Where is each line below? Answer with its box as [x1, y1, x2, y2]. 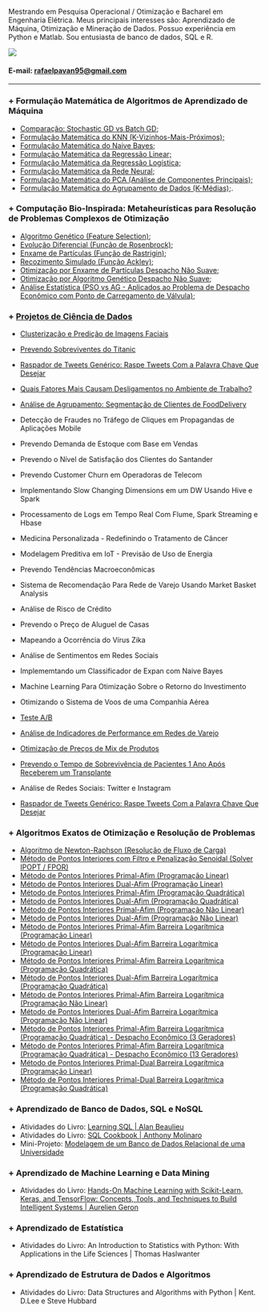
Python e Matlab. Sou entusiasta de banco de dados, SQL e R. [8, 32, 214, 42]
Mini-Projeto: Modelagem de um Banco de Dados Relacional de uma [19, 1138, 246, 1148]
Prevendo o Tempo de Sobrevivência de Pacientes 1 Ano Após [19, 760, 226, 769]
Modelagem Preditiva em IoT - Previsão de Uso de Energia [19, 549, 214, 559]
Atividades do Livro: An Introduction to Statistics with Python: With [19, 1241, 239, 1250]
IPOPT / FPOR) [19, 862, 70, 872]
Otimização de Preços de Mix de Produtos [19, 744, 159, 753]
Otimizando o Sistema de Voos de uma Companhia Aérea [19, 697, 210, 707]
